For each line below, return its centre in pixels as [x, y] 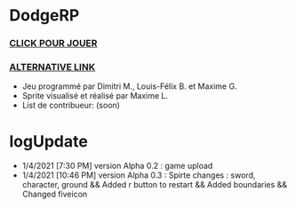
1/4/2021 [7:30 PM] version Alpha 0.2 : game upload [117, 166]
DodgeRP [44, 16]
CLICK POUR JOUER [53, 44]
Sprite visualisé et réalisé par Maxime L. [95, 96]
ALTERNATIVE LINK [52, 68]
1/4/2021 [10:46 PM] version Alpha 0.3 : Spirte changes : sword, [139, 175]
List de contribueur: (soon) [71, 105]
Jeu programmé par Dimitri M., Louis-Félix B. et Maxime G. [129, 86]
